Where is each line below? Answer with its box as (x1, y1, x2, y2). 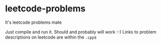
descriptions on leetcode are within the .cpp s (5, 34, 97, 40)
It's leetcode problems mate (5, 19, 62, 25)
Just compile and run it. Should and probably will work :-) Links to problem (5, 29, 157, 35)
